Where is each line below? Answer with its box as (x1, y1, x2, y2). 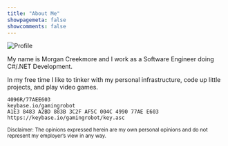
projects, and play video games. (7, 83, 99, 92)
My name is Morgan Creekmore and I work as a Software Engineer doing (7, 55, 214, 63)
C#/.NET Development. (7, 63, 73, 71)
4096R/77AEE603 (7, 96, 51, 103)
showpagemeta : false (7, 17, 67, 23)
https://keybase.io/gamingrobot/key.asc (7, 114, 126, 121)
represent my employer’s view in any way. (7, 132, 107, 140)
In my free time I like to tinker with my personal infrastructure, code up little (7, 76, 221, 84)
